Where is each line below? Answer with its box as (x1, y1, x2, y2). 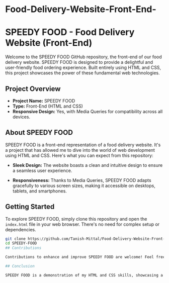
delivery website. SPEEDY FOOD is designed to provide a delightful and (5, 59, 153, 65)
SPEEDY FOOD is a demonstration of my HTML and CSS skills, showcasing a (5, 272, 163, 277)
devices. (12, 114, 31, 120)
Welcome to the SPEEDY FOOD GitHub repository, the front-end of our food (5, 54, 162, 60)
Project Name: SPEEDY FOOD (12, 98, 75, 104)
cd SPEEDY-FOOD (5, 241, 37, 246)
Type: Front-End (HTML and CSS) (12, 103, 83, 109)
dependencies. (5, 226, 36, 232)
